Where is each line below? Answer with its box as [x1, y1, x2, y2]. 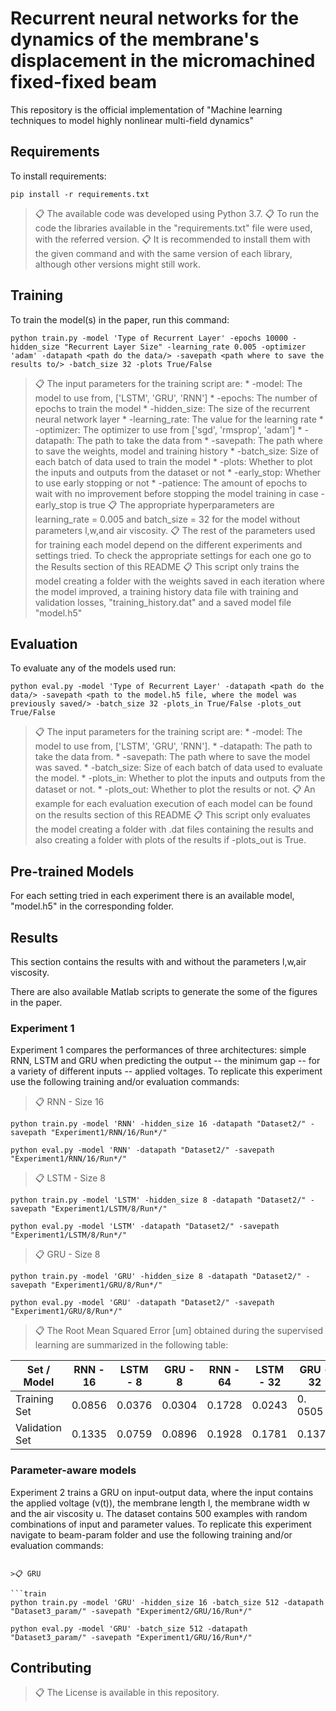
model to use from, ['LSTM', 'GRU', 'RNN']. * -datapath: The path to [34, 740, 313, 752]
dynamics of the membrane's [10, 28, 260, 51]
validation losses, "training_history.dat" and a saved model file [34, 596, 292, 608]
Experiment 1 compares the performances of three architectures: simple [10, 1044, 307, 1056]
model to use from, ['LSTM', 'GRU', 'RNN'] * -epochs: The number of [34, 392, 318, 404]
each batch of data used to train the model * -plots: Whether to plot [34, 455, 313, 467]
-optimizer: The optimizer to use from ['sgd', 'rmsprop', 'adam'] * [34, 423, 303, 436]
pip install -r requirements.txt [10, 189, 150, 199]
